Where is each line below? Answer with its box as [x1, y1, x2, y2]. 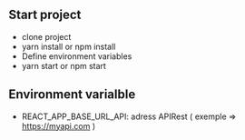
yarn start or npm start [21, 60, 106, 71]
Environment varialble [8, 86, 136, 103]
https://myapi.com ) [21, 120, 96, 131]
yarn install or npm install [21, 41, 116, 52]
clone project [21, 31, 72, 42]
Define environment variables [21, 50, 132, 62]
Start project [8, 7, 82, 23]
